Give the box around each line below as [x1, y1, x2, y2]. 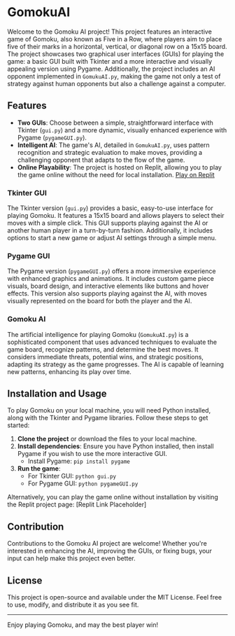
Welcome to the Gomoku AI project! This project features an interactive [7, 27, 212, 36]
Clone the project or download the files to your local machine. [17, 435, 197, 443]
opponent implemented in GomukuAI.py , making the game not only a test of [7, 71, 221, 81]
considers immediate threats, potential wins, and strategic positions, [7, 352, 204, 361]
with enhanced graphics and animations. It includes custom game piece [7, 275, 215, 283]
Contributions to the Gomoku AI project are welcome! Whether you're [7, 539, 208, 548]
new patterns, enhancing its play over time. [7, 367, 131, 375]
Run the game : [17, 464, 61, 473]
